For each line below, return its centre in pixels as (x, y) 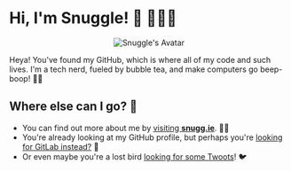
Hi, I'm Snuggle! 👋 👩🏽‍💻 (93, 18)
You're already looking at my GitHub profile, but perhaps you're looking (152, 137)
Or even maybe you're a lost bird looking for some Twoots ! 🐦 (134, 156)
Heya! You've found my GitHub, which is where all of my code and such (140, 59)
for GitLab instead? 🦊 (60, 146)
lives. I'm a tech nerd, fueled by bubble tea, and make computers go (134, 69)
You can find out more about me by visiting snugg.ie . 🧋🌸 (126, 128)
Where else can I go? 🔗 (73, 107)
